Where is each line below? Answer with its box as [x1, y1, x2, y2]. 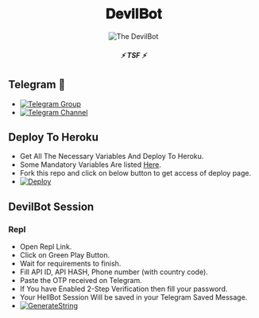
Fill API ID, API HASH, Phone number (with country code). [19, 267, 208, 277]
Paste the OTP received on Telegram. [19, 276, 142, 285]
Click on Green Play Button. [19, 250, 110, 260]
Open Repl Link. [19, 242, 72, 251]
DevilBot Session [8, 200, 95, 213]
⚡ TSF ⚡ [120, 50, 147, 60]
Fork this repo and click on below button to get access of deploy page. [19, 169, 252, 178]
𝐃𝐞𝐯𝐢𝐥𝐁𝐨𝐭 [105, 5, 162, 23]
